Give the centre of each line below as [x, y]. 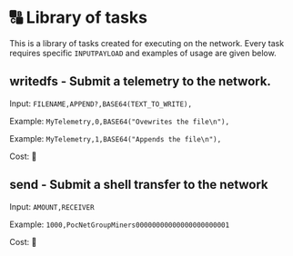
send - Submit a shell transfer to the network [139, 185]
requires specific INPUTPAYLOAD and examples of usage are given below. [143, 53]
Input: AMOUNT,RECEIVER [52, 206]
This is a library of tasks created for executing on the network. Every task [147, 43]
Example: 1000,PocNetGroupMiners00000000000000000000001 [120, 224]
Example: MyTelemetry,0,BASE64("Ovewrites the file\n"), [120, 121]
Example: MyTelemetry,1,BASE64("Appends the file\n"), [116, 138]
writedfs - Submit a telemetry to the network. [140, 81]
